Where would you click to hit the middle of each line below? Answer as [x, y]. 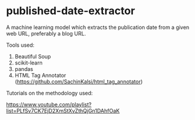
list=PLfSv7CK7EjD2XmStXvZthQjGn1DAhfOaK [63, 111]
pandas [24, 69]
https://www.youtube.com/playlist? [49, 104]
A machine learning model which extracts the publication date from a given [98, 27]
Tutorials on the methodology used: [49, 93]
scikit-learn [28, 63]
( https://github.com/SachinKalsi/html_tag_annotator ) [79, 82]
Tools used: [20, 45]
